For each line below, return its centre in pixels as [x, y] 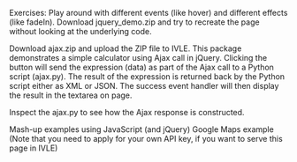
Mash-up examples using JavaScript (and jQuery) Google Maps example [141, 129]
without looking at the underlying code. [80, 31]
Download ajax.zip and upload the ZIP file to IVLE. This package [126, 48]
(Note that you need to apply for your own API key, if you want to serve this [146, 139]
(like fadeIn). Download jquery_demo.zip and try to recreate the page [134, 22]
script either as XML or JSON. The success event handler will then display [144, 86]
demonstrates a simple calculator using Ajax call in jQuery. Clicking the [138, 58]
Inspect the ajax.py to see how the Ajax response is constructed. [127, 112]
